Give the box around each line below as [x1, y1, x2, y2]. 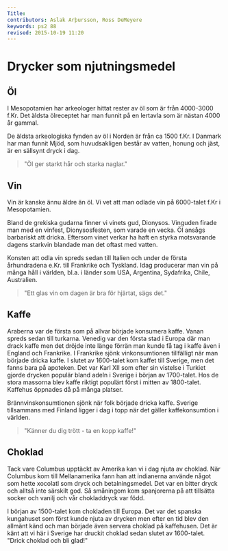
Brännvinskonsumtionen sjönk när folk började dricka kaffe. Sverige [7, 399, 199, 407]
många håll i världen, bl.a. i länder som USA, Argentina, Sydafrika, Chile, [7, 268, 210, 277]
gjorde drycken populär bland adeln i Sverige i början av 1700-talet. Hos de [7, 371, 219, 379]
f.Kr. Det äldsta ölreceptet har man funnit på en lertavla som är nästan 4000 [7, 111, 220, 120]
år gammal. [7, 119, 39, 127]
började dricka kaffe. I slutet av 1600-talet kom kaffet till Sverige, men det [7, 356, 214, 364]
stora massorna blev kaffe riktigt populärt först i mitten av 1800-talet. [7, 378, 201, 386]
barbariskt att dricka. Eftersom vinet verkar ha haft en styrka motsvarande [7, 233, 216, 242]
